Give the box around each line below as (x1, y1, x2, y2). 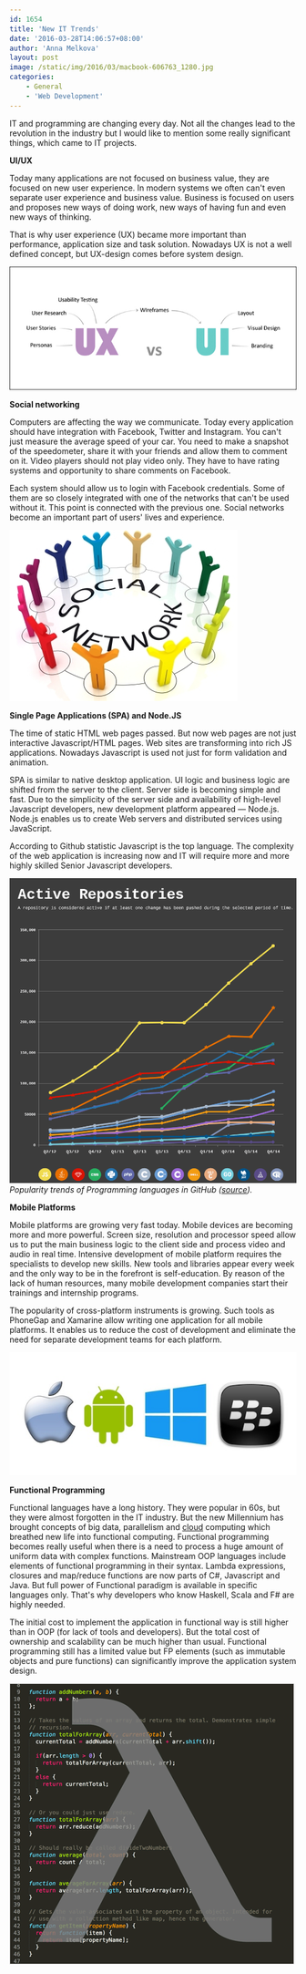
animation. (9, 757, 49, 768)
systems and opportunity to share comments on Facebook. (9, 465, 231, 476)
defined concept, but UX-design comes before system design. (9, 248, 244, 259)
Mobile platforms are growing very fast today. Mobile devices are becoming (9, 1220, 293, 1231)
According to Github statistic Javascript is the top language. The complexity (9, 840, 294, 852)
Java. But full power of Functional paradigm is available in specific (9, 1579, 258, 1590)
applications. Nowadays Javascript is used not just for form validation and (9, 747, 287, 758)
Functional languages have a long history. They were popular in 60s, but (9, 1502, 280, 1513)
